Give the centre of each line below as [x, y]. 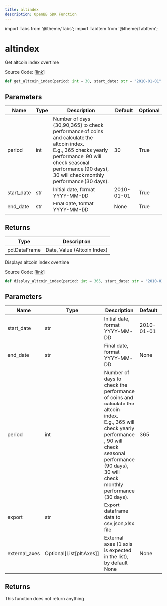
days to [113, 379]
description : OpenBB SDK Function [41, 14]
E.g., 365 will [119, 422]
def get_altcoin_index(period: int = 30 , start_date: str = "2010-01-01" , [84, 81]
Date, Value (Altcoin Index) [77, 250]
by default [116, 563]
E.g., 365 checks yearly [81, 150]
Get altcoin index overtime [32, 62]
